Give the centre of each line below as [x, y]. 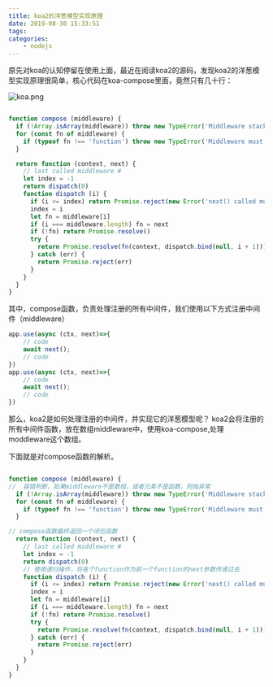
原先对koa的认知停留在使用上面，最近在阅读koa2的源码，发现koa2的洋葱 [131, 71]
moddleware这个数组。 [47, 439]
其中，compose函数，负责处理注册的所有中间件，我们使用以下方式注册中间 [134, 309]
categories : [28, 39]
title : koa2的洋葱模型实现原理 [56, 16]
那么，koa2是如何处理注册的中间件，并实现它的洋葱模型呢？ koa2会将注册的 [136, 419]
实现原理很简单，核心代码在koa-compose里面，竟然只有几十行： [124, 80]
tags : [17, 31]
